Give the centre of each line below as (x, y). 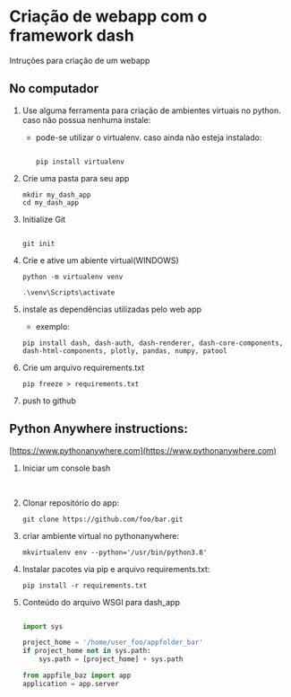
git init (39, 243)
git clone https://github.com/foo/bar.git (103, 519)
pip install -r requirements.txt (85, 586)
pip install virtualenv (80, 162)
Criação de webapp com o (108, 17)
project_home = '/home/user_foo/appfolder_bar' (112, 643)
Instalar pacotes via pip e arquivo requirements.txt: (116, 569)
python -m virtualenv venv (73, 277)
